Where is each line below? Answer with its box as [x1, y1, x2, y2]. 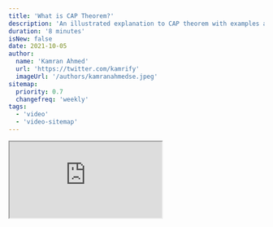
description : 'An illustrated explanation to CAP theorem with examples [8, 20, 260, 28]
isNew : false [8, 34, 53, 43]
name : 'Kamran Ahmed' [15, 58, 89, 66]
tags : [8, 103, 27, 111]
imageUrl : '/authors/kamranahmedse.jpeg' [15, 72, 158, 81]
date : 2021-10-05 [8, 42, 67, 50]
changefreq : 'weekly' [15, 95, 89, 103]
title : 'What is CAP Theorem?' [8, 11, 115, 20]
